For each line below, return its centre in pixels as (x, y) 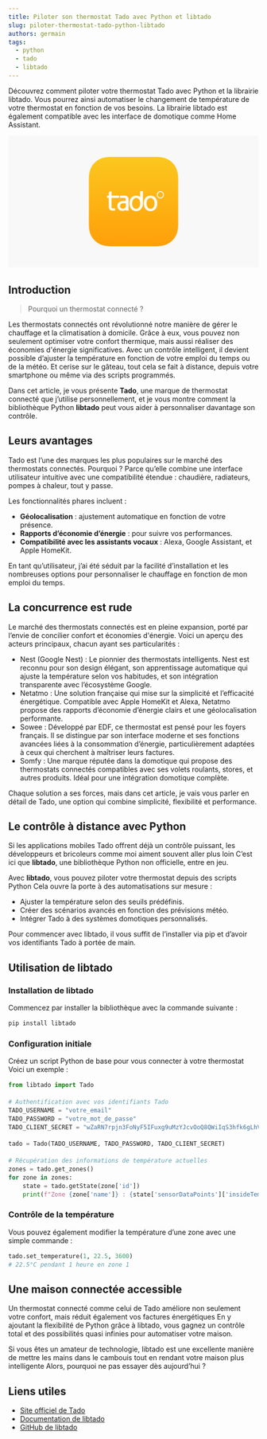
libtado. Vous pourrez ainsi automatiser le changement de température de (129, 99)
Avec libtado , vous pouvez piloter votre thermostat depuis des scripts (122, 878)
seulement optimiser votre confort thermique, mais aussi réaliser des (121, 341)
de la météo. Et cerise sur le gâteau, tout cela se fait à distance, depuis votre (133, 366)
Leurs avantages (50, 441)
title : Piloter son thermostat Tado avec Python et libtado (110, 17)
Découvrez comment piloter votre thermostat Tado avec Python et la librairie (133, 91)
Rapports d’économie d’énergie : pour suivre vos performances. (126, 533)
